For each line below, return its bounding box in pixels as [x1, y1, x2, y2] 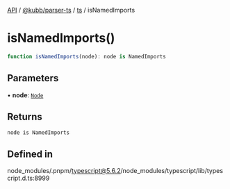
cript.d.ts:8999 [7, 174, 50, 183]
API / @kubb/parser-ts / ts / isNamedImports [7, 6, 135, 14]
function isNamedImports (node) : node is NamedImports [7, 53, 167, 60]
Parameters [7, 72, 59, 84]
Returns [7, 111, 43, 123]
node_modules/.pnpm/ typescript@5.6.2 [7, 167, 121, 175]
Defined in [7, 148, 54, 160]
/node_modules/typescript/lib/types [120, 167, 224, 175]
